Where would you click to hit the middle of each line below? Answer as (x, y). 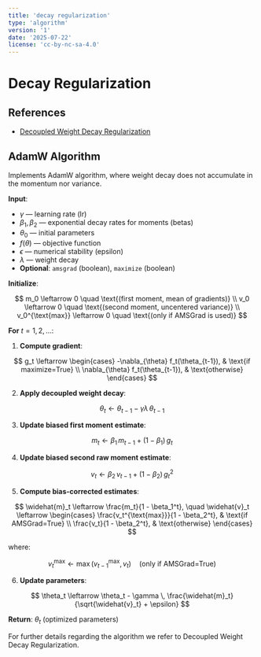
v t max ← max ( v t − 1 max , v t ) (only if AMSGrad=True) (132, 564)
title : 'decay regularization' (59, 15)
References (37, 112)
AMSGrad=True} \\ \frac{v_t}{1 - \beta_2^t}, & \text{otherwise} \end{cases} (132, 523)
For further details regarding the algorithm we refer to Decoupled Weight (126, 636)
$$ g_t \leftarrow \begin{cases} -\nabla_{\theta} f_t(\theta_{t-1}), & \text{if (132, 361)
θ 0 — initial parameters (57, 233)
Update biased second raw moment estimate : (95, 458)
